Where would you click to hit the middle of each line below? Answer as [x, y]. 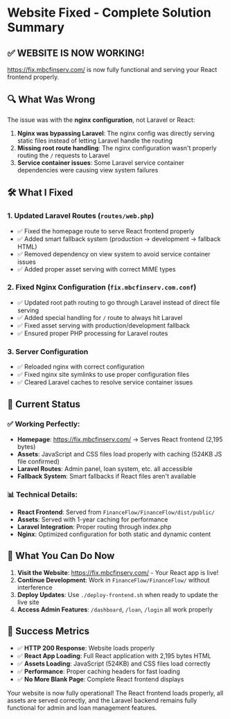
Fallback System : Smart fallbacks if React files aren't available [106, 476]
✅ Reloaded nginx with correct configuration [81, 367]
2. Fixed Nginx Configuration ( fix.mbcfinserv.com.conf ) [102, 287]
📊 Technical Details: [43, 495]
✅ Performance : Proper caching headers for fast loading [98, 671]
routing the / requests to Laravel [63, 155]
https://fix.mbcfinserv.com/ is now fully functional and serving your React [112, 70]
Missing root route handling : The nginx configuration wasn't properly [117, 148]
